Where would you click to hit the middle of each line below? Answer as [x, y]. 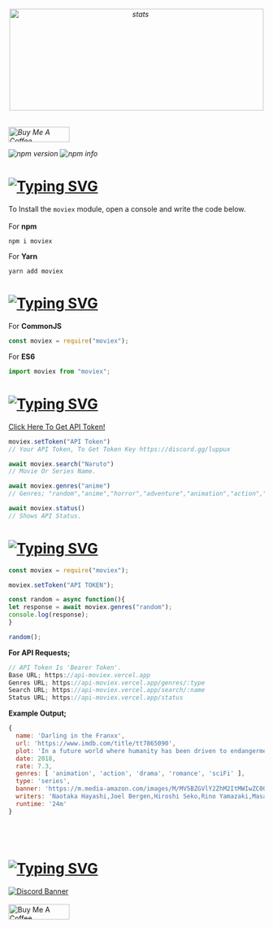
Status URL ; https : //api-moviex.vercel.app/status [96, 698]
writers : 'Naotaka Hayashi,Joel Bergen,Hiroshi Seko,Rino [116, 797]
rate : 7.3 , [34, 766]
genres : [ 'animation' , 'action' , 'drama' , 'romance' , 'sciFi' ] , [130, 774]
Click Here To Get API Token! [57, 427]
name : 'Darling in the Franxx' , [71, 736]
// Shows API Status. [45, 516]
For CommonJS [35, 326]
